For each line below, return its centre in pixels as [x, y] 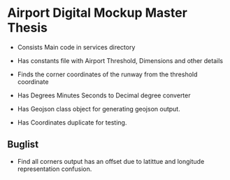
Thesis [27, 28]
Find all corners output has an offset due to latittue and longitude [111, 161]
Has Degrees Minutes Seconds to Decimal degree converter [104, 95]
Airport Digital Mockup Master [97, 13]
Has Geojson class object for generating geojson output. [99, 109]
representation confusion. [55, 169]
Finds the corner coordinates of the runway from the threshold [107, 74]
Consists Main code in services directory [76, 47]
